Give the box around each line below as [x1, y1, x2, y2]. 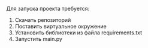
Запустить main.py [14, 36, 63, 42]
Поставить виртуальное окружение [14, 23, 107, 30]
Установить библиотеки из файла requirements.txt [14, 29, 143, 36]
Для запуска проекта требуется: [6, 5, 90, 12]
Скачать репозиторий [14, 17, 71, 23]
